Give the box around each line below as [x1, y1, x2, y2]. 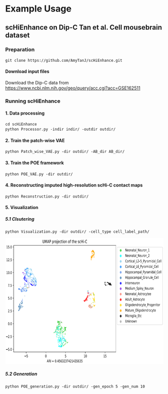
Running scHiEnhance [5, 97, 60, 105]
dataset [5, 31, 30, 39]
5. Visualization [5, 205, 39, 211]
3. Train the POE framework [5, 160, 64, 166]
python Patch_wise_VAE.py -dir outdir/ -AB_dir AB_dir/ [5, 149, 125, 154]
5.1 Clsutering [5, 216, 35, 222]
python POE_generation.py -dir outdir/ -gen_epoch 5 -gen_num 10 [5, 384, 145, 389]
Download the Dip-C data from [5, 80, 69, 86]
